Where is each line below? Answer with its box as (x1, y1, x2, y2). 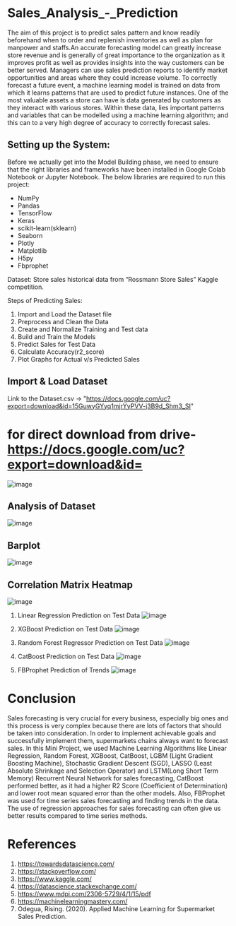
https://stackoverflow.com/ (17, 867, 97, 875)
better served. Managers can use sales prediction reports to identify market (7, 66, 228, 74)
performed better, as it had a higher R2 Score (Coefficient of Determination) (7, 781, 228, 790)
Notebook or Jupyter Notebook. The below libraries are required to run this (7, 172, 226, 181)
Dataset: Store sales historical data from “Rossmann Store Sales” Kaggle (7, 275, 218, 283)
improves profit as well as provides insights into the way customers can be (7, 58, 225, 66)
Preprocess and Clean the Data (17, 317, 109, 326)
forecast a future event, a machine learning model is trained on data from (7, 81, 220, 89)
